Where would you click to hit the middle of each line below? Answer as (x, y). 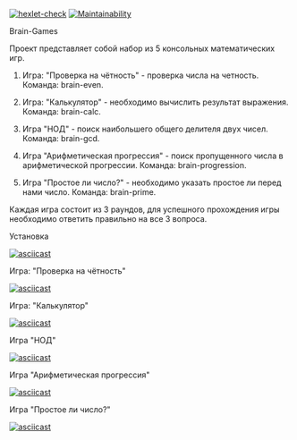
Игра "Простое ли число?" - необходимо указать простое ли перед (152, 182)
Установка (29, 236)
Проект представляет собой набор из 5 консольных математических (142, 48)
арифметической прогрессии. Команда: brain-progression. (135, 165)
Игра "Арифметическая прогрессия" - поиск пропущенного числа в (153, 156)
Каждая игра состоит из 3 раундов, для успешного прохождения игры (144, 209)
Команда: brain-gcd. (61, 138)
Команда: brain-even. (63, 85)
